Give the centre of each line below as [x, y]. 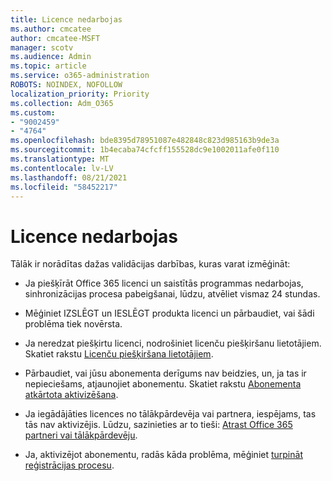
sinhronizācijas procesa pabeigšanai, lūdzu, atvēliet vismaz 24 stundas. [172, 294]
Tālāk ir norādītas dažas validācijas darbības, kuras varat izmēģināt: [150, 264]
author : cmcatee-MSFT [55, 38]
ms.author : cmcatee [51, 29]
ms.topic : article [48, 66]
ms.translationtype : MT [60, 159]
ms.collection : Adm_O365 [62, 103]
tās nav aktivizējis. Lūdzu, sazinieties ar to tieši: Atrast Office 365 [158, 425]
